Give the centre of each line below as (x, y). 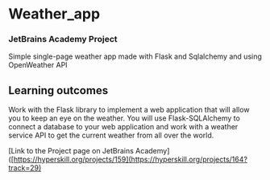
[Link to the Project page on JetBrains (71, 151)
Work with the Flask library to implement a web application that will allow (129, 110)
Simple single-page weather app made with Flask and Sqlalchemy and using (135, 56)
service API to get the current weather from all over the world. (111, 135)
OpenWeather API (38, 65)
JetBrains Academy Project (63, 39)
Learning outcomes (58, 90)
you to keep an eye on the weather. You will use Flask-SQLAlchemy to (124, 118)
